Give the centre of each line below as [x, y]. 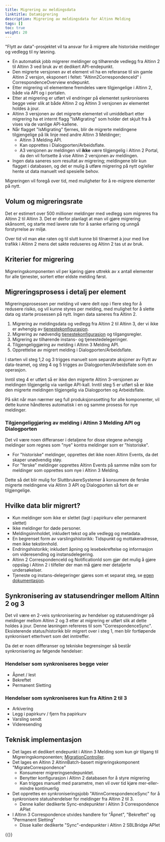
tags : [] [14, 23]
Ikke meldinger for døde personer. [47, 528]
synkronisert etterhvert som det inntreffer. [47, 637]
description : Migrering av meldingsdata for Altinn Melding [68, 19]
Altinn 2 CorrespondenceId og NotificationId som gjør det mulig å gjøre [84, 559]
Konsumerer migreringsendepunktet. [57, 773]
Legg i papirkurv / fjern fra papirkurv [49, 714]
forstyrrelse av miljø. [26, 229]
